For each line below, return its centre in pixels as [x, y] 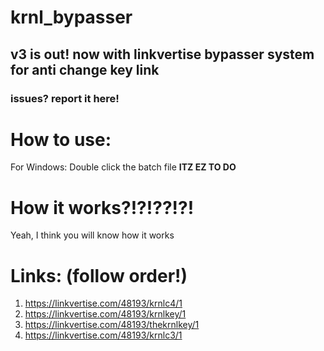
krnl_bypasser [71, 17]
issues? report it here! [65, 98]
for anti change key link [85, 69]
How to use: [61, 139]
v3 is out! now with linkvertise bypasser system [162, 54]
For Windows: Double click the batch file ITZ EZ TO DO [123, 167]
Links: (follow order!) [99, 275]
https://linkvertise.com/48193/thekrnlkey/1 [112, 325]
